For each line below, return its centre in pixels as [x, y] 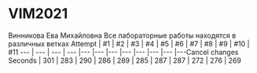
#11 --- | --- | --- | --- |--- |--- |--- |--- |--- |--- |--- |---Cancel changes [123, 52]
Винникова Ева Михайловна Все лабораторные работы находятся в [122, 35]
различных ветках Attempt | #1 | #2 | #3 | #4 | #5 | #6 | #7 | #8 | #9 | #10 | [129, 43]
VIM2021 [38, 14]
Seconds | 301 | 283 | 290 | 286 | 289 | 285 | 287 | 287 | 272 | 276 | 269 [125, 60]
